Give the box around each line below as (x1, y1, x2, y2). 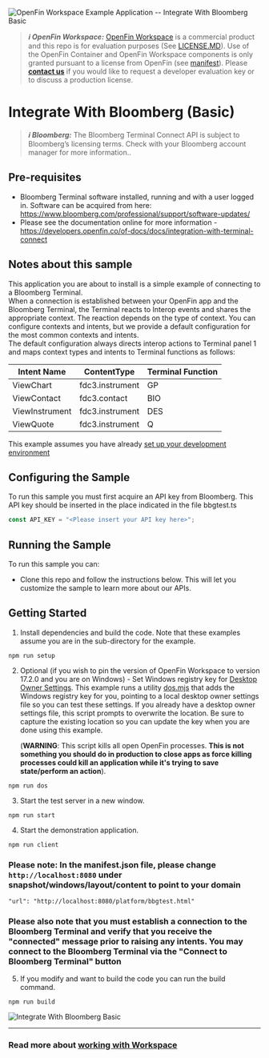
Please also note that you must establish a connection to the (8, 916, 248, 928)
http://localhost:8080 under (8, 869, 122, 880)
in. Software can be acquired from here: (19, 200, 152, 210)
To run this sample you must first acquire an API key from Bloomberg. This (8, 492, 254, 502)
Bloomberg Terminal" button (8, 956, 122, 968)
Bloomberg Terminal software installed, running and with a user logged (19, 192, 255, 202)
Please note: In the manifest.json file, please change (8, 859, 216, 870)
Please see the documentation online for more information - (19, 217, 218, 227)
